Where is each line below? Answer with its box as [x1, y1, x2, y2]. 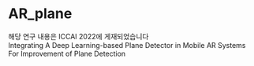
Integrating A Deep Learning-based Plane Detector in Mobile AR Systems [8, 40, 246, 49]
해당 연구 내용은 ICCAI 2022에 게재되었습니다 [8, 31, 149, 41]
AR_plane [8, 5, 73, 23]
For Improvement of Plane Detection [8, 49, 126, 58]
